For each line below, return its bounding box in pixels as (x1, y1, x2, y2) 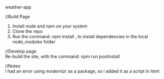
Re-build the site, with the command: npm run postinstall (5, 53, 120, 59)
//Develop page (5, 49, 37, 54)
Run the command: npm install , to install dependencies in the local (12, 34, 148, 39)
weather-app (5, 4, 32, 10)
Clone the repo (12, 28, 43, 34)
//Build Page (5, 14, 31, 19)
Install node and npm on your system (12, 23, 88, 29)
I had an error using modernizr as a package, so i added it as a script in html (5, 68, 160, 74)
